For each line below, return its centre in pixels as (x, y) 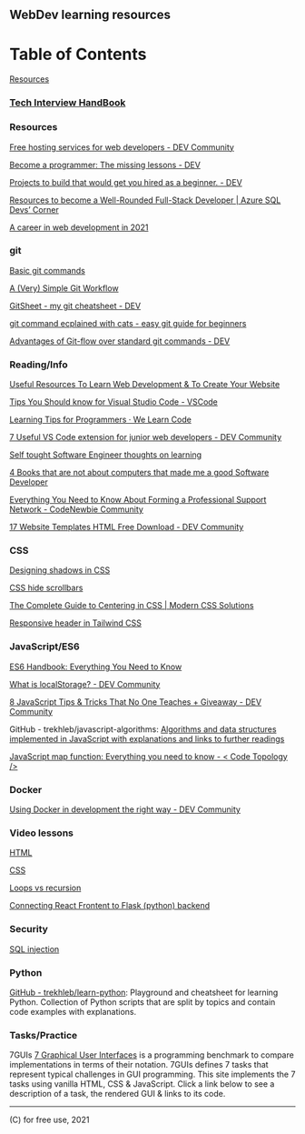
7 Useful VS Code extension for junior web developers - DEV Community (146, 437)
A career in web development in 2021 (79, 227)
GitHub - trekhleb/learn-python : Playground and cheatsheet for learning (144, 992)
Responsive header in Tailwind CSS (76, 623)
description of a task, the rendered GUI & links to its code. (118, 1094)
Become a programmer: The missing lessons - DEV (105, 165)
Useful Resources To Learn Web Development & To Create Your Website (145, 385)
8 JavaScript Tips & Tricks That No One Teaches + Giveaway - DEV (135, 702)
